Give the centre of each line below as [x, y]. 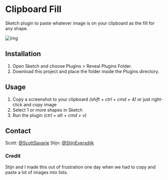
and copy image [40, 104]
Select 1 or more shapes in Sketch [47, 110]
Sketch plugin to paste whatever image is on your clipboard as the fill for [80, 23]
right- [157, 99]
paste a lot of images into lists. [37, 172]
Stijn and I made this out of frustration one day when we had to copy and [80, 167]
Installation [23, 54]
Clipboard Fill [33, 9]
